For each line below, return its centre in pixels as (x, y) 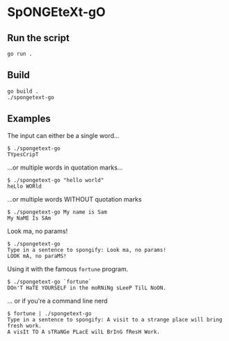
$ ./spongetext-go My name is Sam (57, 212)
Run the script (38, 38)
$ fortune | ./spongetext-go (49, 313)
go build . (23, 91)
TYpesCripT (23, 154)
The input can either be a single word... (63, 135)
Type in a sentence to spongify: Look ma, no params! (87, 250)
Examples (29, 119)
